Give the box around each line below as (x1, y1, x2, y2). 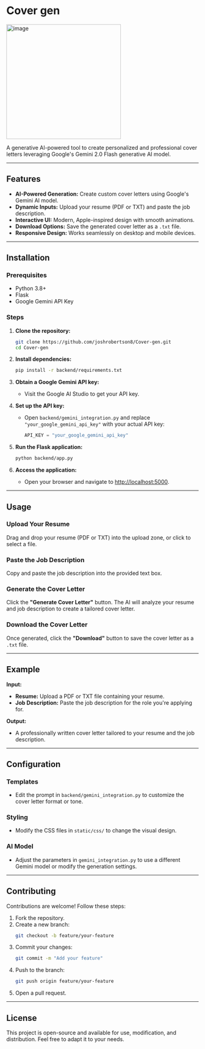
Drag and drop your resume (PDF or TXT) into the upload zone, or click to (6, 533, 191, 541)
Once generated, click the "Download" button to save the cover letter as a (6, 634, 194, 642)
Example (6, 664, 40, 675)
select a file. (6, 540, 37, 547)
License (6, 1013, 37, 1023)
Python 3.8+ (15, 285, 47, 292)
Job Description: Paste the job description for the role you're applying (15, 699, 192, 706)
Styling (6, 813, 29, 821)
